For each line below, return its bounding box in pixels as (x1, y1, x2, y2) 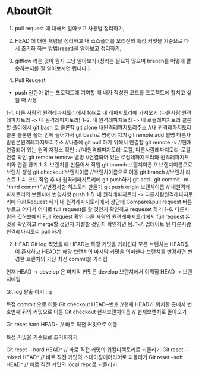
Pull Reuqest (14, 76, 46, 84)
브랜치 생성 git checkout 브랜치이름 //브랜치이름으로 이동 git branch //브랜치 (6, 168, 185, 175)
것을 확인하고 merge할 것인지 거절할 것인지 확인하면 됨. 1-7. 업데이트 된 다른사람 (6, 220, 191, 227)
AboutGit (6, 4, 52, 18)
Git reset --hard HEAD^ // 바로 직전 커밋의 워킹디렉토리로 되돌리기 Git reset (6, 346, 184, 353)
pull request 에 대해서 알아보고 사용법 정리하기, (14, 24, 125, 32)
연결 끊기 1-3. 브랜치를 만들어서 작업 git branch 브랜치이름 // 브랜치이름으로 (17, 161, 193, 168)
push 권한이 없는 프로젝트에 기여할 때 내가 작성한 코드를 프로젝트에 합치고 (14, 89, 186, 96)
